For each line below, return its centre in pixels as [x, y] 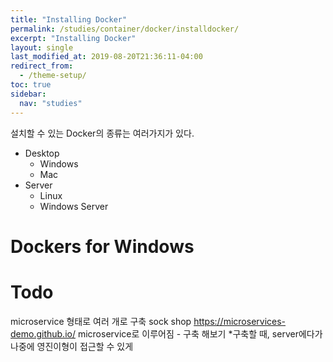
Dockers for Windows [102, 246]
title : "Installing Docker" [69, 19]
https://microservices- [240, 321]
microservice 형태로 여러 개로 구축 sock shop [101, 321]
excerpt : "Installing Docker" [73, 38]
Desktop [42, 153]
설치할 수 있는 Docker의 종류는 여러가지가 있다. [102, 133]
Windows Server [74, 206]
